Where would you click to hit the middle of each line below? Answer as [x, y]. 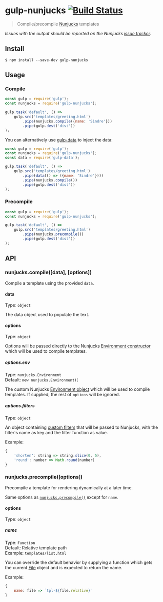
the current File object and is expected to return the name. [64, 567]
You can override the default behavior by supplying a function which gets [79, 562]
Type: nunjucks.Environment [33, 374]
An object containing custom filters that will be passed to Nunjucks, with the [81, 427]
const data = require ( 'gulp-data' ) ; [42, 158]
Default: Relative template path [36, 548]
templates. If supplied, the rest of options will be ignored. [63, 394]
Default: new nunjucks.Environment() [42, 380]
